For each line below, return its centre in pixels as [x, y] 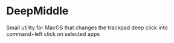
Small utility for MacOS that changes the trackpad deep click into [87, 27]
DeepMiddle [37, 11]
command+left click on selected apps [53, 33]
